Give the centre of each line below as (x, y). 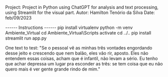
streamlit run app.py (26, 38)
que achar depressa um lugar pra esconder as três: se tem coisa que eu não (84, 64)
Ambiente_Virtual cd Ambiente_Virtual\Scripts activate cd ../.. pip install (78, 33)
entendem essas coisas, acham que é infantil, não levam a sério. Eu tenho (81, 58)
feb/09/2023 (18, 18)
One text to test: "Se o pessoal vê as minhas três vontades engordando (79, 48)
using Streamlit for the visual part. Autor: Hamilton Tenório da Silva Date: (80, 12)
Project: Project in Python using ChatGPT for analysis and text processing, (82, 7)
